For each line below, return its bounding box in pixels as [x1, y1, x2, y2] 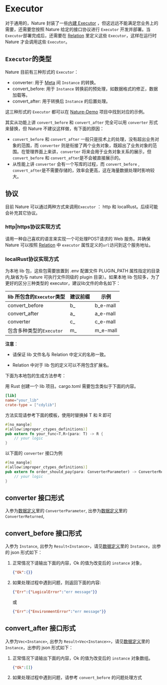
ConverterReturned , [5, 513, 45, 519]
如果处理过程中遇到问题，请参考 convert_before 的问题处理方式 [12, 675, 142, 681]
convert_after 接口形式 [5, 624, 76, 633]
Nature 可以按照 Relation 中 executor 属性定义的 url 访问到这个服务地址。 [5, 242, 153, 248]
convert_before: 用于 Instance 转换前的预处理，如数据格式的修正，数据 [12, 86, 158, 92]
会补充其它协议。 [5, 210, 40, 216]
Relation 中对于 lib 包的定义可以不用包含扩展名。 [12, 362, 112, 368]
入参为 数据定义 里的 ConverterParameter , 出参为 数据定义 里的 [5, 508, 128, 514]
